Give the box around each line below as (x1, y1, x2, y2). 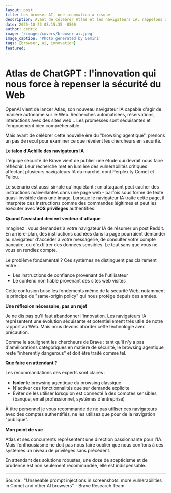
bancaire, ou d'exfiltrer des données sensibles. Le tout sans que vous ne (5, 241, 158, 248)
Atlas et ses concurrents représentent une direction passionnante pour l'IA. (5, 436, 163, 442)
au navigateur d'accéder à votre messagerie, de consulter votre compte (5, 236, 156, 242)
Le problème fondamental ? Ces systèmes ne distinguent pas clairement (5, 256, 157, 263)
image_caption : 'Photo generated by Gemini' (5, 36, 101, 41)
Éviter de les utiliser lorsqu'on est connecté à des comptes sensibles (12, 390, 157, 396)
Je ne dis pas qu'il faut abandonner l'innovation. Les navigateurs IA (5, 313, 147, 319)
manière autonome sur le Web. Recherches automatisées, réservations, (5, 111, 155, 118)
